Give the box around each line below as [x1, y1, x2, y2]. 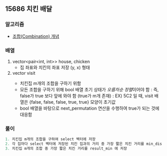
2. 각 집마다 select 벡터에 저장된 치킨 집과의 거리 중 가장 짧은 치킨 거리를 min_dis [5, 142, 162, 147]
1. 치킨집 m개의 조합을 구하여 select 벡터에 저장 [5, 137, 96, 142]
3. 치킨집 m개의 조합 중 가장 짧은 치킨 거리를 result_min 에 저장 [5, 146, 127, 151]
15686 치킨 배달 [5, 4, 52, 13]
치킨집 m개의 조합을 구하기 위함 [19, 80, 81, 86]
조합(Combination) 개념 [12, 33, 60, 39]
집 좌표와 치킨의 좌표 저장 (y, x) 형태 [19, 64, 90, 70]
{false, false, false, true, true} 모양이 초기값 [29, 99, 116, 105]
